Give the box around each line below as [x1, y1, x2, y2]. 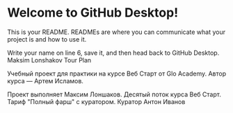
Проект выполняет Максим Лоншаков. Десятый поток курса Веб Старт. [7, 90, 221, 98]
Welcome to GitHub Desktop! [7, 5, 179, 21]
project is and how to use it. [7, 35, 87, 43]
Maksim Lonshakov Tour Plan [7, 55, 92, 64]
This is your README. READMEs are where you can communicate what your [7, 28, 226, 36]
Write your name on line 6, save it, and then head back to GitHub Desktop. [7, 49, 220, 57]
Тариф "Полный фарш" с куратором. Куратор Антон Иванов [7, 97, 186, 105]
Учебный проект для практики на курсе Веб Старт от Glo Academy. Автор [7, 69, 227, 78]
